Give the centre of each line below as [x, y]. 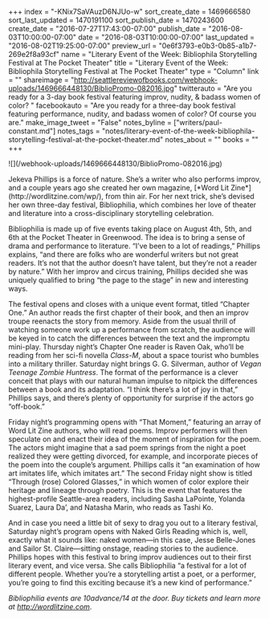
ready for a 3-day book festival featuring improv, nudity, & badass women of [134, 97]
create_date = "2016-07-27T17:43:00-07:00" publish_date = [108, 29]
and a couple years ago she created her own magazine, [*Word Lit [118, 187]
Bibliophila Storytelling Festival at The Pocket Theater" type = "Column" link [134, 71]
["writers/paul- [198, 122]
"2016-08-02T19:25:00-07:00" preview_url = [83, 46]
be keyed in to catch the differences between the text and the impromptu [129, 338]
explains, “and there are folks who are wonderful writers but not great [124, 255]
